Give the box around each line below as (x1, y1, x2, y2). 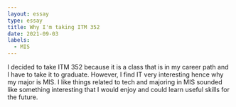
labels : (7, 37, 31, 44)
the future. (7, 93, 38, 101)
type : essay (7, 17, 43, 24)
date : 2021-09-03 (7, 30, 59, 38)
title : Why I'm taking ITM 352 (7, 23, 100, 30)
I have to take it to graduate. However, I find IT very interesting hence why (7, 70, 224, 79)
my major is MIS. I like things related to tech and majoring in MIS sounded (7, 78, 222, 86)
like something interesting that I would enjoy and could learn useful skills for (7, 86, 230, 94)
